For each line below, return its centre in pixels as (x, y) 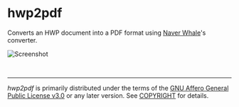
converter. (22, 40)
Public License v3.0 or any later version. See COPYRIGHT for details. (108, 95)
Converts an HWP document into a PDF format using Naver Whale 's (107, 33)
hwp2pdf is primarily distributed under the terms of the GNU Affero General (118, 88)
